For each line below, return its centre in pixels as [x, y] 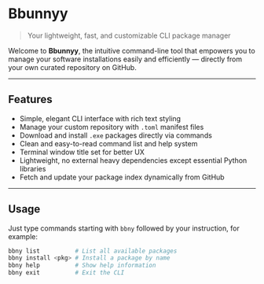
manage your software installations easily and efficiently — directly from [125, 59]
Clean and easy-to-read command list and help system [108, 143]
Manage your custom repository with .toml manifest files [112, 127]
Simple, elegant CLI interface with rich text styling [100, 118]
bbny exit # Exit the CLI [66, 273]
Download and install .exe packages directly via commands [115, 135]
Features [30, 100]
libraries [33, 168]
